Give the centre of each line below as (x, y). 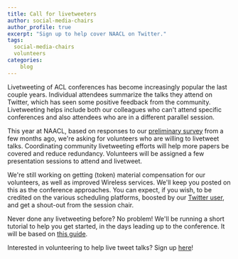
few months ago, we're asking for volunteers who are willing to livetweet (113, 138)
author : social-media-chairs (50, 21)
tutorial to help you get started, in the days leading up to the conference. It (116, 226)
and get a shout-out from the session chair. (71, 205)
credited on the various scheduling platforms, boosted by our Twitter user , (116, 197)
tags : (15, 40)
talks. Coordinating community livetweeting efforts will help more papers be (118, 145)
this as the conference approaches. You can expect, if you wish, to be (109, 189)
